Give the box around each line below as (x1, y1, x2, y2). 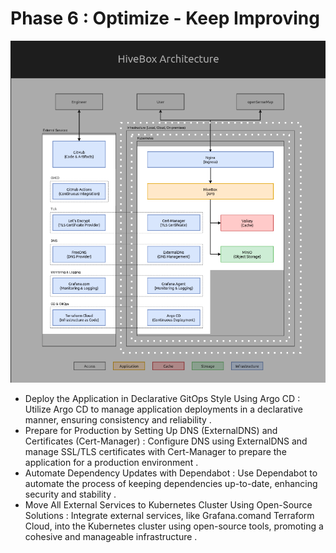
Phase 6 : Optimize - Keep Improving (10, 7, 320, 30)
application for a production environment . (24, 456, 199, 468)
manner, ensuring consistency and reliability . (24, 413, 212, 426)
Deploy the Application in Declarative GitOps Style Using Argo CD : (24, 392, 301, 404)
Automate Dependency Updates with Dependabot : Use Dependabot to (24, 467, 318, 479)
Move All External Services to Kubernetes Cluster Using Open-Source (24, 498, 313, 511)
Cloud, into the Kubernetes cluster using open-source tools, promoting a (24, 520, 324, 532)
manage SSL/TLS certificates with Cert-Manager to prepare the (24, 445, 287, 457)
